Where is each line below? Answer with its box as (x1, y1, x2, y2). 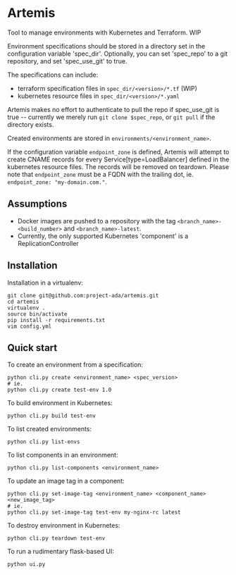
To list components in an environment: (7, 451, 118, 459)
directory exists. (7, 120, 54, 128)
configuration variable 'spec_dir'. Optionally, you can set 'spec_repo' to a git (7, 49, 228, 58)
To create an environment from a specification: (7, 361, 143, 369)
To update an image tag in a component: (7, 477, 125, 486)
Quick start (7, 342, 58, 354)
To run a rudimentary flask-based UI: (7, 548, 114, 556)
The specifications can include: (7, 70, 99, 79)
